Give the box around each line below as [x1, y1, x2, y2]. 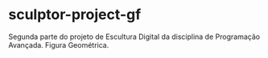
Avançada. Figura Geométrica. [8, 40, 109, 49]
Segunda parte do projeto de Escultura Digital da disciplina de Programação [8, 32, 260, 41]
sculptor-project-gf [8, 6, 142, 24]
